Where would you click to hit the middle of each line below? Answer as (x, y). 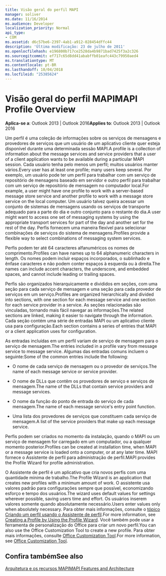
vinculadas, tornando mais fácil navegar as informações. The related (74, 310)
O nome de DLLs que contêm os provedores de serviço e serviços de (83, 381)
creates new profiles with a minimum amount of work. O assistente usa (78, 483)
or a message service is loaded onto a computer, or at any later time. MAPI (81, 452)
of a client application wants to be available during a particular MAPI (75, 159)
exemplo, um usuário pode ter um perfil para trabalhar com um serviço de (81, 175)
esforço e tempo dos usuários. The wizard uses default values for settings (80, 493)
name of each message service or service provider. (65, 371)
